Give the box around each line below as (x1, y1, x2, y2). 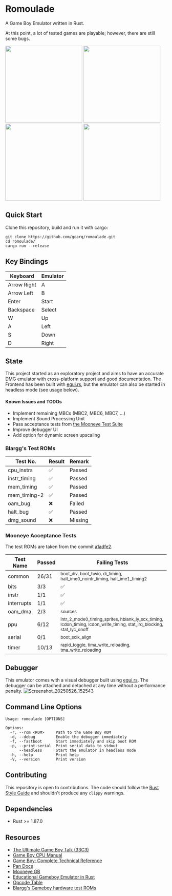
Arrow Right (8, 281, 37, 288)
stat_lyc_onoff (60, 627, 89, 633)
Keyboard (10, 272, 34, 280)
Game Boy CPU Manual (12, 852, 62, 859)
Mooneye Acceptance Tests (5, 532, 77, 539)
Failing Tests (96, 559, 128, 566)
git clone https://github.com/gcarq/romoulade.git (5, 234, 116, 239)
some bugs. (5, 35, 31, 42)
